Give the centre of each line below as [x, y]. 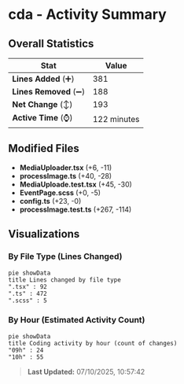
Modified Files [44, 148]
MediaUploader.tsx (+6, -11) [66, 168]
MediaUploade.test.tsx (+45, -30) [75, 184]
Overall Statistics [51, 44]
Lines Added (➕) [43, 79]
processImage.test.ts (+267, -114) [75, 209]
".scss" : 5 [28, 301]
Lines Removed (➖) [48, 92]
